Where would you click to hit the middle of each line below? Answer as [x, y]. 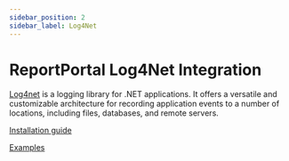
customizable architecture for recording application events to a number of [144, 104]
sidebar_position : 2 [48, 17]
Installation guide [41, 131]
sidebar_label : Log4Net [53, 26]
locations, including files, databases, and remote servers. [114, 113]
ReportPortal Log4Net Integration [136, 70]
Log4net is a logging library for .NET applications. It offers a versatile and [143, 94]
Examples [27, 148]
